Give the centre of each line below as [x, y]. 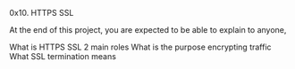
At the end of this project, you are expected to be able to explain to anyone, [148, 30]
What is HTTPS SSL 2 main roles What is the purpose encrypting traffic [140, 47]
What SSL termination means [63, 56]
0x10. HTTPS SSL [42, 13]
